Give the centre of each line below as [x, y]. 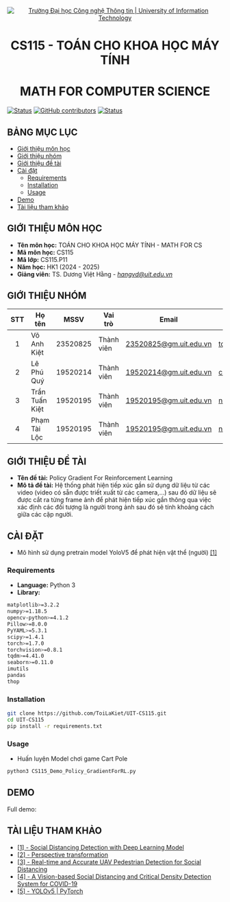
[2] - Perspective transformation [62, 855]
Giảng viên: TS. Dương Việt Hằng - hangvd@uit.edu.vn [95, 274]
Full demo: [22, 809]
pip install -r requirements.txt [55, 726]
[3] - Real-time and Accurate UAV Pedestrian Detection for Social [109, 862]
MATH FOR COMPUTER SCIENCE [115, 92]
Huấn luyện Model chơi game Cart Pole [72, 759]
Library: [28, 593]
